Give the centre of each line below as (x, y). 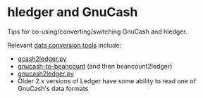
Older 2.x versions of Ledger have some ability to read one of (106, 80)
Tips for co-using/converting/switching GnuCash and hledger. (98, 31)
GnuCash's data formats (53, 88)
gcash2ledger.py (42, 58)
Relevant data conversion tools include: (64, 45)
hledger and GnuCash (73, 12)
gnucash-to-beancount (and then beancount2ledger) (95, 66)
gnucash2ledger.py (45, 73)
